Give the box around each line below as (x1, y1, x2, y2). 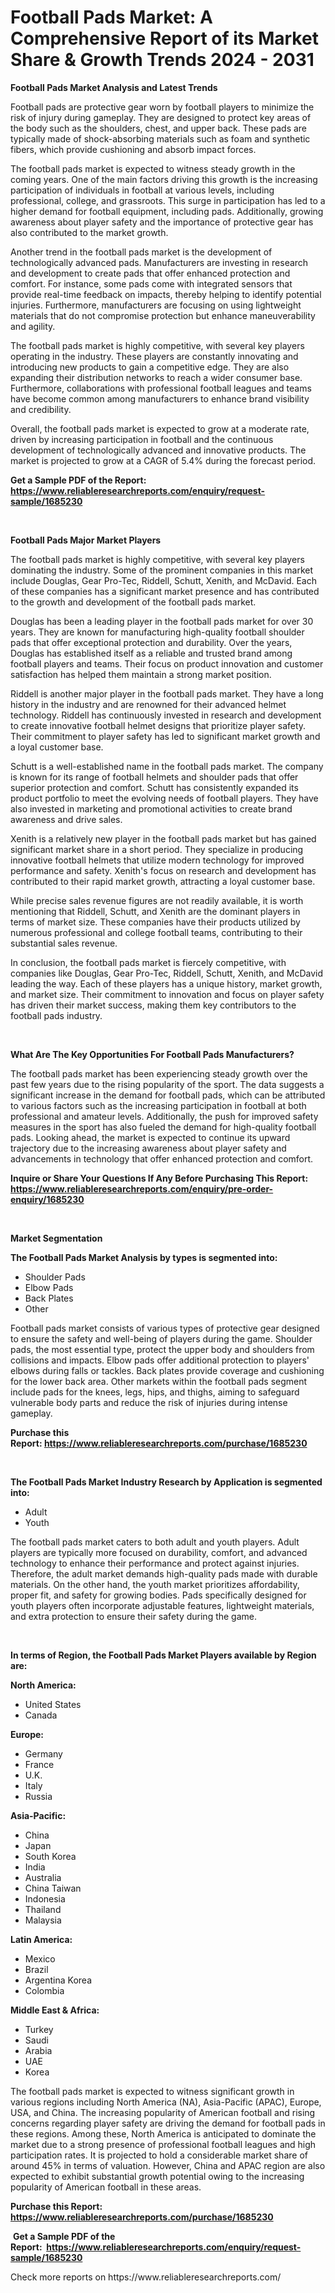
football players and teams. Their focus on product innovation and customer (10, 657, 324, 670)
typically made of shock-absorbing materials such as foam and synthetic (10, 132, 311, 145)
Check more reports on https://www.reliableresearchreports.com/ (10, 2271, 282, 2283)
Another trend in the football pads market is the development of (10, 246, 273, 258)
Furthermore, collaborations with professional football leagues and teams (10, 382, 312, 394)
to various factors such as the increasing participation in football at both (10, 1099, 307, 1111)
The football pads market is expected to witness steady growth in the (10, 162, 296, 175)
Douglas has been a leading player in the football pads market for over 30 (10, 615, 314, 627)
